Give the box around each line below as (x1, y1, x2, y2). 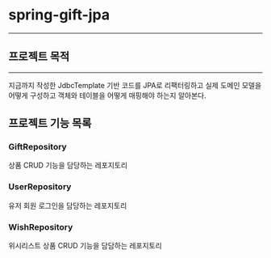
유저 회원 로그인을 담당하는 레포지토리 (8, 201, 127, 210)
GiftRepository (8, 142, 67, 153)
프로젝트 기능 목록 (8, 116, 92, 130)
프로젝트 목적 (8, 50, 70, 64)
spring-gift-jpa (8, 6, 110, 24)
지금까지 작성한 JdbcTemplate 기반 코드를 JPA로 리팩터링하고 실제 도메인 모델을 (8, 80, 262, 90)
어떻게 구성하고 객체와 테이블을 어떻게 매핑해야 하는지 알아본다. (8, 91, 207, 100)
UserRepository (8, 181, 72, 192)
